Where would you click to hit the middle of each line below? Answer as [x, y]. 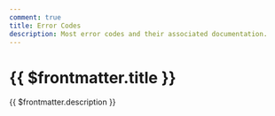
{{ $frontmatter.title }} [93, 77]
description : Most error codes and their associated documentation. [138, 34]
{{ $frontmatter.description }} [63, 102]
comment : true [35, 17]
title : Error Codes [45, 26]
